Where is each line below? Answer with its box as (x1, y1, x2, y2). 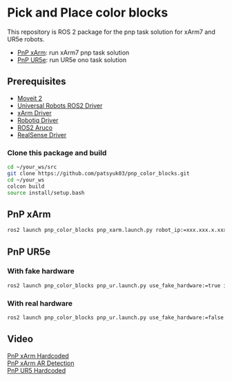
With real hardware (7, 298, 73, 308)
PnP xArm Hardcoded (7, 351, 69, 360)
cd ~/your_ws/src (7, 164, 57, 170)
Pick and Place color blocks (7, 5, 168, 21)
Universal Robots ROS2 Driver (17, 101, 103, 110)
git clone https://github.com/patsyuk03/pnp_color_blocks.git (7, 170, 190, 177)
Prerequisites (7, 76, 66, 88)
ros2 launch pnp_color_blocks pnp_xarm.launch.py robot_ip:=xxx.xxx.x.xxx (7, 226, 227, 234)
